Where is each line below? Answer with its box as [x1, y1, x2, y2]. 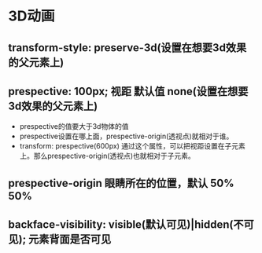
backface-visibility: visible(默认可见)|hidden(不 [8, 218, 244, 232]
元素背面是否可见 [28, 233, 112, 246]
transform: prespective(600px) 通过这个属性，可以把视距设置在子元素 [19, 141, 246, 151]
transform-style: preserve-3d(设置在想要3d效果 [8, 41, 247, 54]
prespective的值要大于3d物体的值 [19, 122, 129, 131]
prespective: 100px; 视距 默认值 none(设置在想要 [8, 84, 249, 98]
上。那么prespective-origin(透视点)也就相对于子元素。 [19, 151, 195, 161]
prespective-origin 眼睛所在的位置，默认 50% [8, 176, 234, 189]
